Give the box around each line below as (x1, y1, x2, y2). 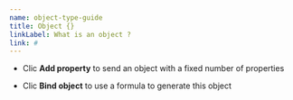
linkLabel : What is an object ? (9, 30, 131, 39)
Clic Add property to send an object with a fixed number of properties (22, 63, 285, 74)
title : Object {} (9, 22, 75, 31)
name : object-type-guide (9, 13, 103, 23)
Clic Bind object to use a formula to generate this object (22, 80, 232, 91)
